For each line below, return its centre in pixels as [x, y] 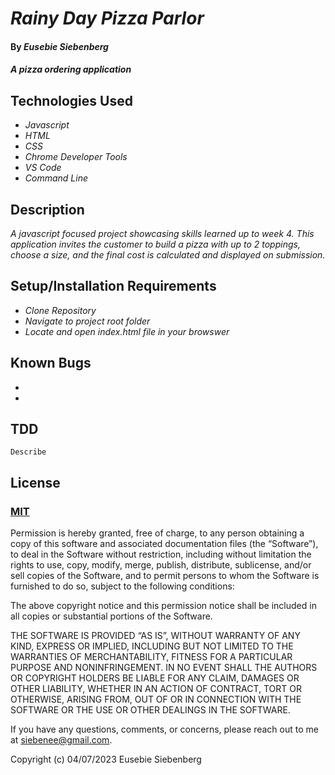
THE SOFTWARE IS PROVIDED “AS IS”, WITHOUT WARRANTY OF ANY [155, 636]
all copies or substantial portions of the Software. [111, 616]
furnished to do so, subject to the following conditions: [122, 586]
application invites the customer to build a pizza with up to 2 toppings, [155, 244]
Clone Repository [60, 310]
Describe [28, 452]
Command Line [56, 178]
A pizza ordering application [71, 69]
